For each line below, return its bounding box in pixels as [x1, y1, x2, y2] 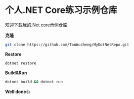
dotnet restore [5, 60, 37, 66]
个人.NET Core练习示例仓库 [5, 4, 118, 16]
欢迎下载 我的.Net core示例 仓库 [5, 22, 68, 28]
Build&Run [5, 70, 27, 76]
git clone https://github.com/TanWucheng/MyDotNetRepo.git [5, 42, 130, 47]
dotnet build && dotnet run [5, 79, 63, 84]
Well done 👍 [5, 89, 31, 95]
